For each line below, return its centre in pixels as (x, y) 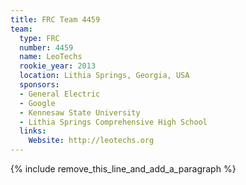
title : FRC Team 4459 (55, 19)
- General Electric (60, 94)
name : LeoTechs (51, 57)
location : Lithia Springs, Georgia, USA (104, 76)
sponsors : (39, 85)
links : (33, 131)
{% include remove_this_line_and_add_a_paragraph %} (123, 169)
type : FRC (39, 38)
